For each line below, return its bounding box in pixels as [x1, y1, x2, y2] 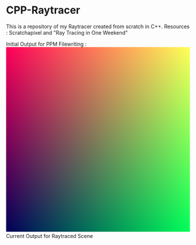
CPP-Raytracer [6, 4, 80, 17]
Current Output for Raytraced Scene [6, 232, 93, 239]
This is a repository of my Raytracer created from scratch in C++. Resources [6, 23, 190, 30]
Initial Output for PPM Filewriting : [6, 40, 87, 47]
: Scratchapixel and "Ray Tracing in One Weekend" [6, 29, 128, 36]
